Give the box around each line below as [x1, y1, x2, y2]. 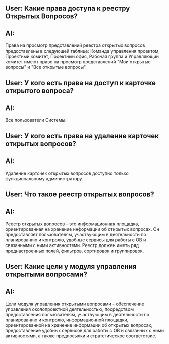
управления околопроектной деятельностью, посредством [5, 306, 134, 312]
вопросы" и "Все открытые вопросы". [5, 64, 87, 70]
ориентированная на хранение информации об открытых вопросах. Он [5, 226, 160, 232]
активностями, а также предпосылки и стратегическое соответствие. [5, 333, 157, 339]
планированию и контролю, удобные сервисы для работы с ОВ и [5, 237, 146, 243]
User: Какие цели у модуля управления [5, 262, 137, 271]
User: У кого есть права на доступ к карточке [5, 78, 156, 87]
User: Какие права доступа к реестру [5, 4, 130, 13]
